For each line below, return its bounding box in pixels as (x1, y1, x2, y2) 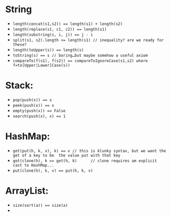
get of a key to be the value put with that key (12, 153, 121, 158)
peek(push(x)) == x (12, 103, 55, 108)
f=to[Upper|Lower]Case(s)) (12, 63, 70, 68)
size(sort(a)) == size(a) (12, 203, 68, 208)
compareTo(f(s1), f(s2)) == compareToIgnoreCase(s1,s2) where (12, 58, 148, 63)
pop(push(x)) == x (12, 97, 52, 102)
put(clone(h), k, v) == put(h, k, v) (12, 168, 93, 173)
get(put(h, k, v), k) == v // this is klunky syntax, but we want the (12, 148, 166, 153)
